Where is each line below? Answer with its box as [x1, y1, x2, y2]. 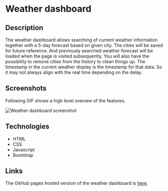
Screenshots [5, 84, 47, 93]
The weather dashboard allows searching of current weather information [5, 37, 158, 43]
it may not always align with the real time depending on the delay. [5, 69, 143, 75]
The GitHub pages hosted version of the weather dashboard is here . [5, 180, 149, 186]
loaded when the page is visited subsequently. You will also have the [5, 53, 149, 59]
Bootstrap [12, 152, 34, 158]
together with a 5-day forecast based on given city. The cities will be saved [5, 42, 163, 48]
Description [5, 23, 43, 32]
